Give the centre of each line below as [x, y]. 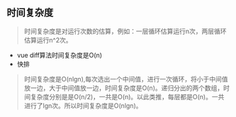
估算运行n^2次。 [48, 40]
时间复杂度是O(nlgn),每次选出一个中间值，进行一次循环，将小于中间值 [126, 79]
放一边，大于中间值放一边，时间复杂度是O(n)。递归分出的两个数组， [124, 88]
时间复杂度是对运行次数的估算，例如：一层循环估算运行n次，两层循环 [125, 31]
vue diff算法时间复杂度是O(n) [60, 55]
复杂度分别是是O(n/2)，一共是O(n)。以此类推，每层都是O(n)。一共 [127, 96]
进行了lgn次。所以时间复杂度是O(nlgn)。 [83, 106]
